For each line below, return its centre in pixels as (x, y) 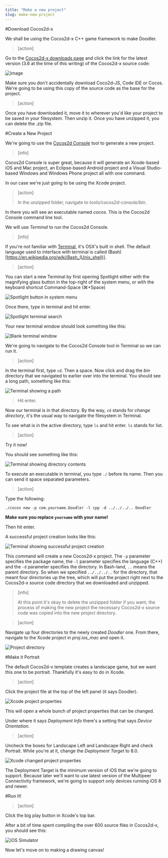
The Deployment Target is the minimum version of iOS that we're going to (81, 770)
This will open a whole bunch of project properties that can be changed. (80, 711)
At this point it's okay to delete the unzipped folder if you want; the (86, 602)
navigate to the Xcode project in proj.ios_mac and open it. (65, 637)
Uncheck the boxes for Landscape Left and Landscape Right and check (79, 745)
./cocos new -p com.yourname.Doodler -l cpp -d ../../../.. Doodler (78, 508)
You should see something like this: (42, 454)
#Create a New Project (29, 133)
